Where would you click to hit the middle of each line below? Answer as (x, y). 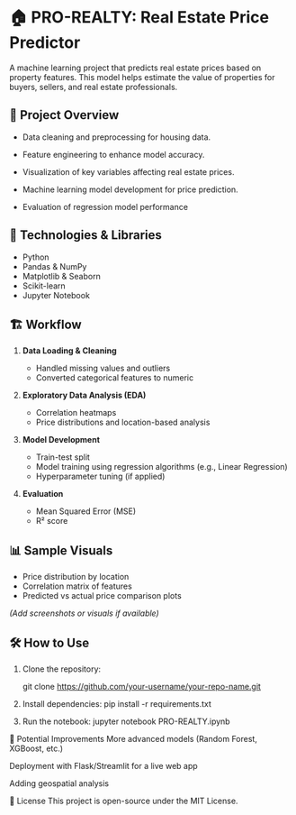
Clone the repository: (62, 669)
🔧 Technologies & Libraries (85, 235)
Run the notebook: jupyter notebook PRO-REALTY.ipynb (126, 721)
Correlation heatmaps (76, 413)
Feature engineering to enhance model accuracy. (113, 154)
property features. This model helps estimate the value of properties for (142, 77)
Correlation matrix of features (77, 586)
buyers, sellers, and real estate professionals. (94, 87)
